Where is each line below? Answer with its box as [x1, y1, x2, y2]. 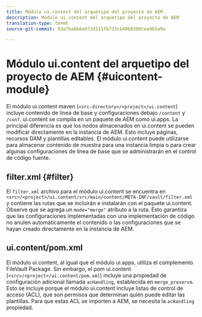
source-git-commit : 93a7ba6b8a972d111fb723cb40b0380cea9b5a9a [6, 25, 166, 32]
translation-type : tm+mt [6, 20, 69, 26]
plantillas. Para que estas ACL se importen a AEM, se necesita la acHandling [6, 297, 195, 304]
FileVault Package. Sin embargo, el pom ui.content [6, 265, 131, 272]
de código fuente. [6, 154, 51, 162]
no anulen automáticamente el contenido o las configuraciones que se [6, 219, 181, 226]
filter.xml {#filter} [6, 172, 74, 182]
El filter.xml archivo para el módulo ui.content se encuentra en [6, 188, 166, 195]
